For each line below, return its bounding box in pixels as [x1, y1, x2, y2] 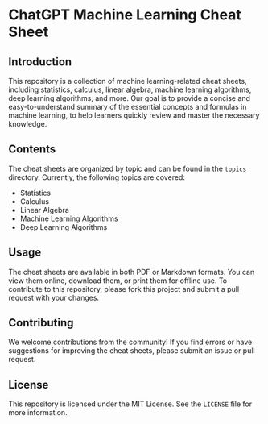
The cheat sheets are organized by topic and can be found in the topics [8, 164, 247, 173]
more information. [8, 408, 68, 418]
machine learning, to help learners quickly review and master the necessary [8, 110, 260, 120]
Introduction [8, 55, 72, 69]
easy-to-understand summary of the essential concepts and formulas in [8, 102, 247, 111]
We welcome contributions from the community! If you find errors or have [8, 337, 253, 347]
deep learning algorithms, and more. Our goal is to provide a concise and [8, 94, 251, 102]
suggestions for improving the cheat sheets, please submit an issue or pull [8, 346, 255, 355]
